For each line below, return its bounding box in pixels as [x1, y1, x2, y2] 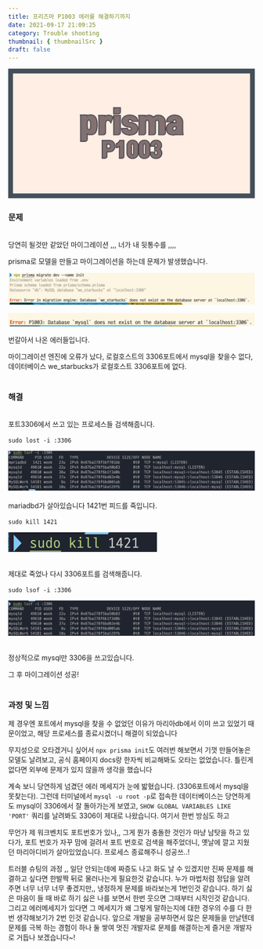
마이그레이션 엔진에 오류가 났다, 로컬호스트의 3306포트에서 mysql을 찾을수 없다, [8, 352, 254, 361]
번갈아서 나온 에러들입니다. [8, 335, 90, 345]
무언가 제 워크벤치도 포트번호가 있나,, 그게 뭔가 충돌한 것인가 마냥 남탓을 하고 [8, 827, 242, 837]
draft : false [8, 46, 51, 54]
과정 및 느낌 [8, 699, 49, 710]
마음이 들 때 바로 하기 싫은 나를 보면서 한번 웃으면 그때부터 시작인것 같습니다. [16, 893, 250, 903]
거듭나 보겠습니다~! [16, 933, 76, 942]
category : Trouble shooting [8, 29, 100, 37]
